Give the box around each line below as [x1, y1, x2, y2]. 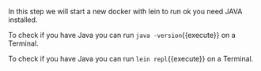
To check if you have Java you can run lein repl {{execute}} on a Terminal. [8, 54, 254, 63]
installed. [8, 15, 38, 24]
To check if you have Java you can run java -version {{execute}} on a [8, 31, 236, 39]
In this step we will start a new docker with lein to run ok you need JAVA [8, 7, 243, 16]
